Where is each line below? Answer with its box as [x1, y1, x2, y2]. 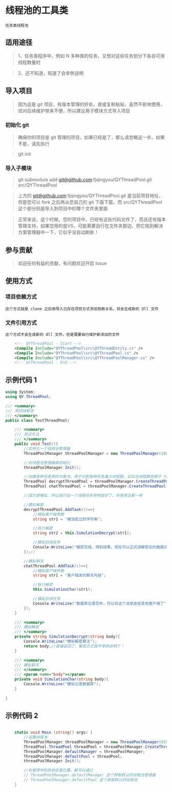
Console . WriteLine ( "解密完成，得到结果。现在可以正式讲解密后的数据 [32, 545, 164, 550]
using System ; [5, 389, 36, 395]
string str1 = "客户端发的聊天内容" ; [32, 573, 106, 578]
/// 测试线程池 [5, 408, 34, 413]
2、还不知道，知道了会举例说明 [17, 70, 84, 76]
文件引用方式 [5, 319, 37, 326]
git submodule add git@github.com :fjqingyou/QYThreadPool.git [17, 176, 152, 183]
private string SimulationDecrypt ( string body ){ [14, 634, 120, 639]
